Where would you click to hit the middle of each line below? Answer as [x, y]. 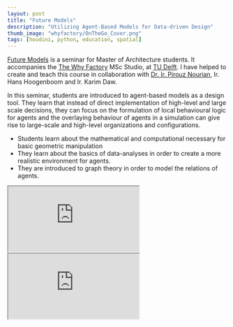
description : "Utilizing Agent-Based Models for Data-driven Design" [111, 27]
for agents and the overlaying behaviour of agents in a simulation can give [114, 118]
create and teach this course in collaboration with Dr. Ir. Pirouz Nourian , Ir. [113, 75]
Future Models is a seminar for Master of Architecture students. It [101, 59]
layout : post [26, 14]
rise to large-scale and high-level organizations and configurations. [104, 125]
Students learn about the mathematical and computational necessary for [121, 139]
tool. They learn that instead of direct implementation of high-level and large [117, 103]
